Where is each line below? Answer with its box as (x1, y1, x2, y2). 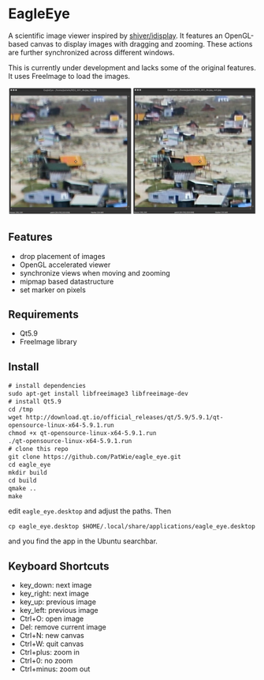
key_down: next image (19, 580, 92, 590)
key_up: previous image (19, 597, 97, 607)
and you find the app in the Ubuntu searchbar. (8, 536, 158, 546)
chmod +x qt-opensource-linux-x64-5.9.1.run (8, 430, 157, 438)
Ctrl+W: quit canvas (19, 639, 84, 648)
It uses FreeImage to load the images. (8, 71, 131, 81)
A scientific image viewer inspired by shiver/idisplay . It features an (8, 31, 223, 40)
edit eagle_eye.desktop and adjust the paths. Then (8, 506, 172, 516)
